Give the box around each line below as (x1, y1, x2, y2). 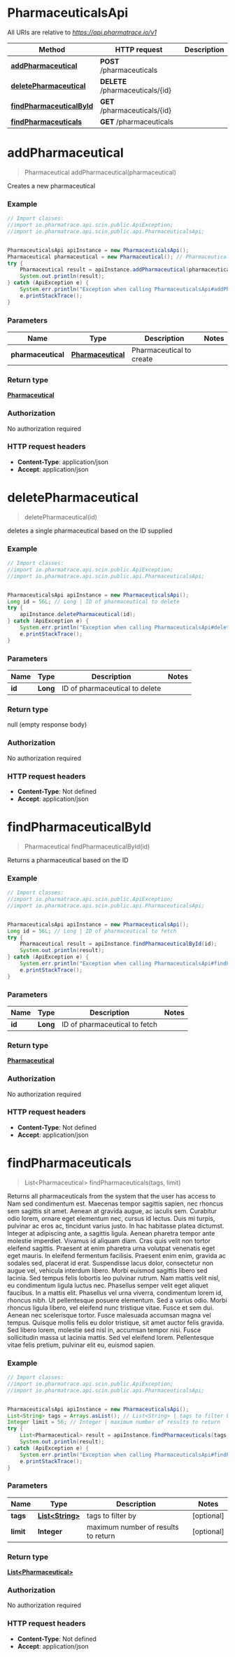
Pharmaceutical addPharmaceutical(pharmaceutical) (24, 168, 177, 176)
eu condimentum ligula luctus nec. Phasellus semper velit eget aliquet (7, 1281, 208, 1289)
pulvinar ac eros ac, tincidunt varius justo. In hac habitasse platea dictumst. (7, 1222, 225, 1230)
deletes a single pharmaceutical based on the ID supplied (7, 526, 173, 535)
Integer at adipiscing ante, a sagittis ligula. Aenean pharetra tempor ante (7, 1229, 215, 1237)
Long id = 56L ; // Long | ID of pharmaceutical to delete (7, 598, 180, 605)
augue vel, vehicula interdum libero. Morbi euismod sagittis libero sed (7, 1266, 208, 1275)
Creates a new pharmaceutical (7, 181, 96, 190)
